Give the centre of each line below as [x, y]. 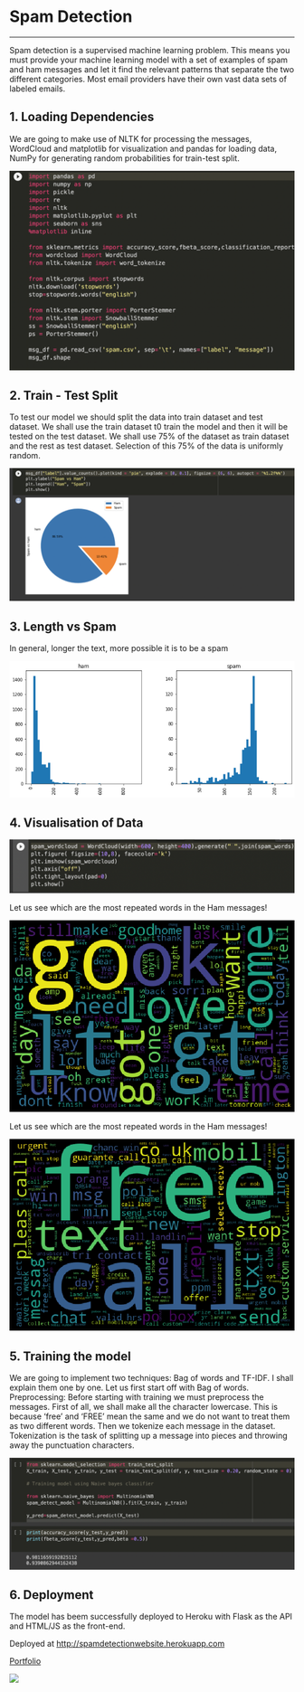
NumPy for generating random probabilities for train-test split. [124, 158]
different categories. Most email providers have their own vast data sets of [148, 79]
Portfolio [25, 1661]
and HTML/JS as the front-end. [67, 1626]
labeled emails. [38, 89]
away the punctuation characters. [72, 1445]
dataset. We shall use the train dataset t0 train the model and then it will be [148, 427]
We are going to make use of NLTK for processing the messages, [131, 138]
